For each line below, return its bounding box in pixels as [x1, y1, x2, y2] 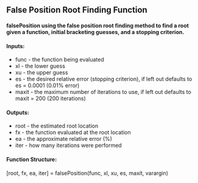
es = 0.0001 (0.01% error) [15, 82, 80, 89]
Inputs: [6, 42, 25, 49]
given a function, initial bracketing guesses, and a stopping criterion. [6, 28, 185, 35]
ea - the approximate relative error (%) [15, 135, 113, 143]
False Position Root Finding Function [6, 5, 147, 15]
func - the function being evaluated [15, 56, 105, 63]
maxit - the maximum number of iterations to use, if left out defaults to [15, 88, 192, 96]
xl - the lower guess [15, 62, 66, 70]
